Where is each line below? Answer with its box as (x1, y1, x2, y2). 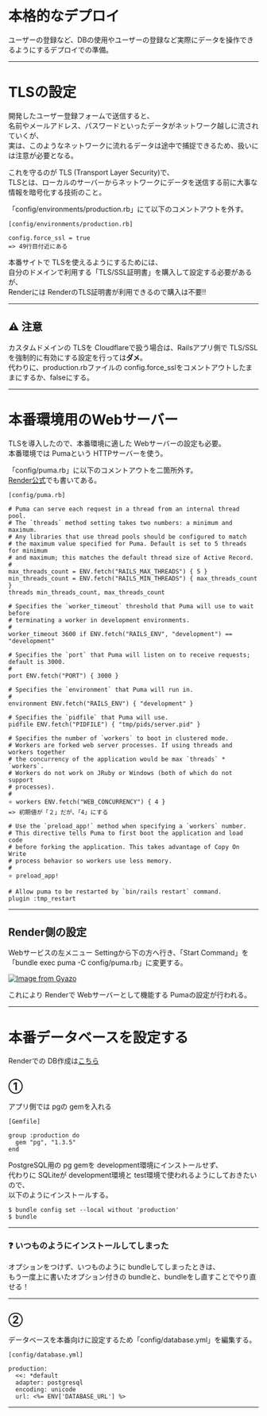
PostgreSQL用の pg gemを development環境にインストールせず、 (8, 1160, 223, 1170)
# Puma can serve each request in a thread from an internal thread (8, 505, 240, 513)
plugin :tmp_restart (8, 894, 77, 902)
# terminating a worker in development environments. (8, 616, 191, 624)
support (8, 776, 34, 784)
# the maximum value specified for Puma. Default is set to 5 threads (8, 539, 247, 548)
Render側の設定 (8, 926, 87, 939)
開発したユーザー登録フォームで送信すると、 (8, 110, 154, 120)
